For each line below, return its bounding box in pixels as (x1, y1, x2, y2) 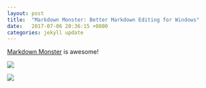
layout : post (7, 10, 44, 17)
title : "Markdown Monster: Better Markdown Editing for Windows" (7, 16, 200, 23)
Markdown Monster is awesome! (7, 48, 99, 56)
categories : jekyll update (7, 29, 84, 36)
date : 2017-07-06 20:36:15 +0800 (7, 23, 108, 29)
